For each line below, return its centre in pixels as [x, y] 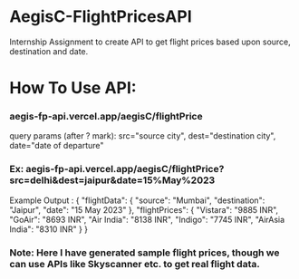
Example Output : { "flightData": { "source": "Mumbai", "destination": [137, 200]
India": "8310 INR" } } [49, 229]
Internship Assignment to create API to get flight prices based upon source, [150, 42]
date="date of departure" [57, 146]
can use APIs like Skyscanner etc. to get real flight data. [135, 264]
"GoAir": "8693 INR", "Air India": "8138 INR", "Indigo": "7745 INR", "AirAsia [147, 219]
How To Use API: [73, 88]
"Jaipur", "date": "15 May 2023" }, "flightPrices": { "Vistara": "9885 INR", [144, 209]
